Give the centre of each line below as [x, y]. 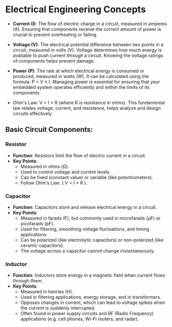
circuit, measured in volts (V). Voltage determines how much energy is [87, 50]
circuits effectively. [33, 113]
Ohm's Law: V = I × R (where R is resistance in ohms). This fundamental [89, 102]
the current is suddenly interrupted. [58, 308]
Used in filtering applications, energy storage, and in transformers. [91, 297]
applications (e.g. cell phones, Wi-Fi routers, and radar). [80, 319]
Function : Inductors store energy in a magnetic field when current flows [89, 275]
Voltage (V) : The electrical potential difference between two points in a [88, 44]
